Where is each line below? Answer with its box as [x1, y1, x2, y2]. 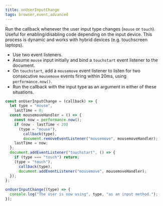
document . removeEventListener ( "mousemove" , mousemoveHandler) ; [23, 136, 158, 141]
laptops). [5, 42, 24, 48]
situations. [12, 89, 34, 95]
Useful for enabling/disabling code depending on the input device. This [5, 31, 152, 37]
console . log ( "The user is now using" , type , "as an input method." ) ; [10, 192, 158, 197]
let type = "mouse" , [10, 104, 53, 109]
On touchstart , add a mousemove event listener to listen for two [12, 67, 140, 73]
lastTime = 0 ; [14, 108, 44, 113]
